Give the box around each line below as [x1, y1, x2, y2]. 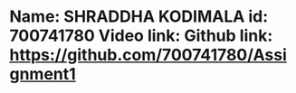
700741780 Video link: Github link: [9, 25, 273, 46]
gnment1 [9, 64, 77, 85]
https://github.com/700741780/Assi [9, 45, 287, 65]
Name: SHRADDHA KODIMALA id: [9, 6, 269, 27]
